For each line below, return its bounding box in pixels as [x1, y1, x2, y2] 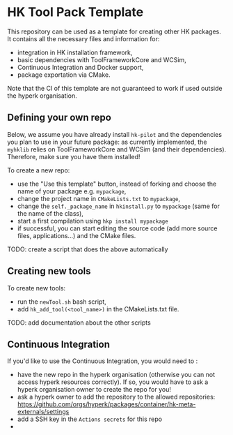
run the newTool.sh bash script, [17, 297, 106, 306]
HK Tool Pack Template [7, 4, 144, 20]
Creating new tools [7, 265, 91, 277]
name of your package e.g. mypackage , [17, 186, 127, 196]
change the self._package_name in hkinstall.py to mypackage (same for [17, 202, 220, 210]
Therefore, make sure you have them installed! [7, 152, 140, 161]
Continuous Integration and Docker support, [17, 63, 144, 71]
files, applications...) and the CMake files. [17, 231, 136, 239]
